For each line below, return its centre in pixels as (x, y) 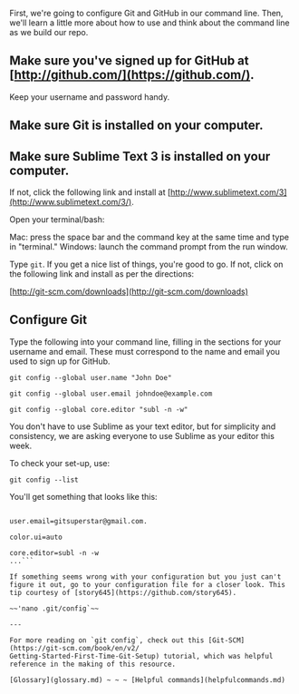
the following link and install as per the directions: (102, 274)
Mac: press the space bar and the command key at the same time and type (149, 237)
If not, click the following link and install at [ (90, 192)
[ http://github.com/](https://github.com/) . (132, 75)
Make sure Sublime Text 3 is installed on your (140, 156)
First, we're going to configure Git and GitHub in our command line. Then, (146, 13)
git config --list (44, 480)
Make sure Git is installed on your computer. (137, 126)
